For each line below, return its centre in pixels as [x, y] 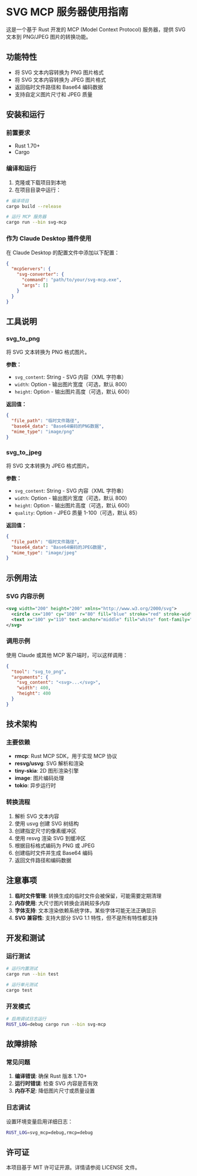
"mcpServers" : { [31, 269]
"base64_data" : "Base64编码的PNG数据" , [58, 426]
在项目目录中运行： [38, 190]
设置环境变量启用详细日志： [40, 1121]
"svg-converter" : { [40, 274]
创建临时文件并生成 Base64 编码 [53, 852]
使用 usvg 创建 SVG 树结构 [47, 823]
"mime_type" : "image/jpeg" [44, 552]
